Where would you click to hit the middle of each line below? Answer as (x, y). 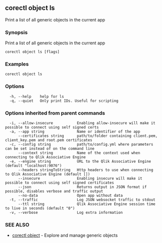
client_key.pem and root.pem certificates (49, 140)
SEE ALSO (17, 224)
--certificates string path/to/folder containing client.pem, (88, 136)
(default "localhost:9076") (34, 166)
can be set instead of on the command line (50, 149)
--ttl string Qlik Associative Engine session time (87, 204)
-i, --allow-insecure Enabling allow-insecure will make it (82, 123)
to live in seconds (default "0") (40, 208)
